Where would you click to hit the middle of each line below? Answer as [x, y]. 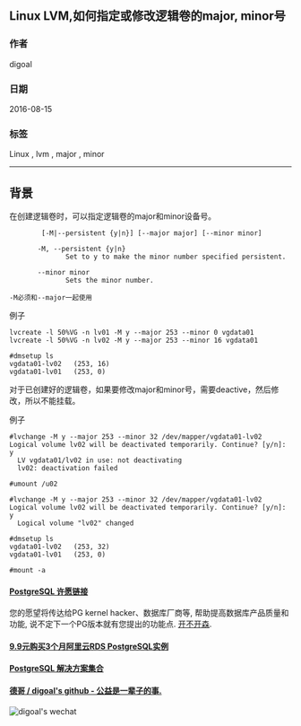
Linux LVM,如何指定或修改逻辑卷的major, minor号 [148, 16]
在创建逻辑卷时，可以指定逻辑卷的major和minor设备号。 [113, 216]
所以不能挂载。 [52, 401]
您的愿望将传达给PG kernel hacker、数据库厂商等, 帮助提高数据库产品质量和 [149, 613]
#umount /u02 [34, 484]
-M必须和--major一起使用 [51, 298]
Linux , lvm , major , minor [57, 154]
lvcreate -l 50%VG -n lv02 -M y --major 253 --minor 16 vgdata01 [133, 341]
